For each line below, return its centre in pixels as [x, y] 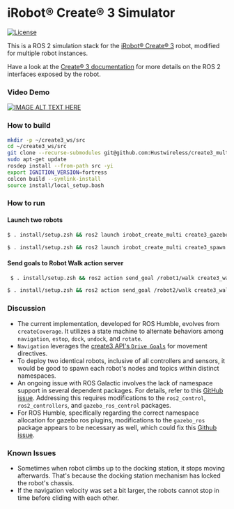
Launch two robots [35, 220]
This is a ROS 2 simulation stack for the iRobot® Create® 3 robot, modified [114, 45]
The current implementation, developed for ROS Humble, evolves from [118, 323]
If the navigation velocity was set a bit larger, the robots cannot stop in [118, 490]
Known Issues [32, 453]
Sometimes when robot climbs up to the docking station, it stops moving [121, 468]
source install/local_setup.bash [56, 185]
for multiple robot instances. [48, 53]
